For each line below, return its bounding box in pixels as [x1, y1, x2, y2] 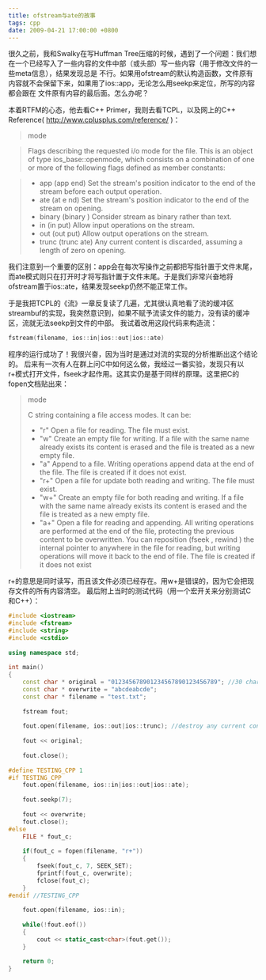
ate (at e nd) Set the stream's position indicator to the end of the [39, 195, 249, 205]
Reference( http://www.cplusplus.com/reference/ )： [8, 115, 180, 125]
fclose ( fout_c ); [36, 876, 90, 884]
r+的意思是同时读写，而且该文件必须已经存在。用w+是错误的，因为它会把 [8, 577, 248, 586]
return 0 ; [22, 958, 55, 966]
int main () [8, 664, 44, 672]
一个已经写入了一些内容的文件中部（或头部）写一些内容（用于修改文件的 [14, 59, 251, 68]
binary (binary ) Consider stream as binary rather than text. [39, 212, 232, 221]
